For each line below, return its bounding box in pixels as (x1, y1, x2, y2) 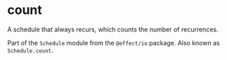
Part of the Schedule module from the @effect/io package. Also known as (7, 38, 220, 47)
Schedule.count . (7, 46, 54, 54)
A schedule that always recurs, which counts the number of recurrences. (7, 25, 219, 33)
